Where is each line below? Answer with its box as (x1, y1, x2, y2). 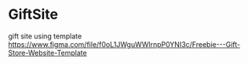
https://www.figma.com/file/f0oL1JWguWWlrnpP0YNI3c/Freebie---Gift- (8, 39, 241, 49)
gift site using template (8, 31, 82, 41)
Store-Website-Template (8, 48, 88, 57)
